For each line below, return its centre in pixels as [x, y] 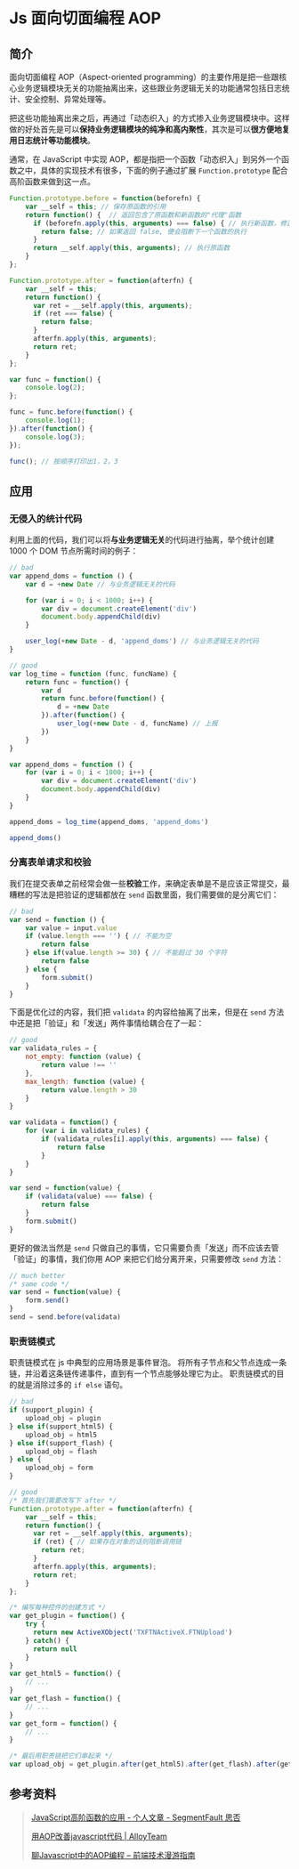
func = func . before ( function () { [71, 412]
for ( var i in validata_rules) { [87, 1131]
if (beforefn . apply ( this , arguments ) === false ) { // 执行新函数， [156, 223]
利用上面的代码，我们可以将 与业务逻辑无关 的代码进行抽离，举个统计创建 [141, 540]
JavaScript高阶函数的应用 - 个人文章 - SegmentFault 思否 [136, 1817]
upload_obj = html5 [61, 1435]
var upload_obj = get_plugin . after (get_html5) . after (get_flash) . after [143, 1764]
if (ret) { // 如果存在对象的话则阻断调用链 [107, 1542]
